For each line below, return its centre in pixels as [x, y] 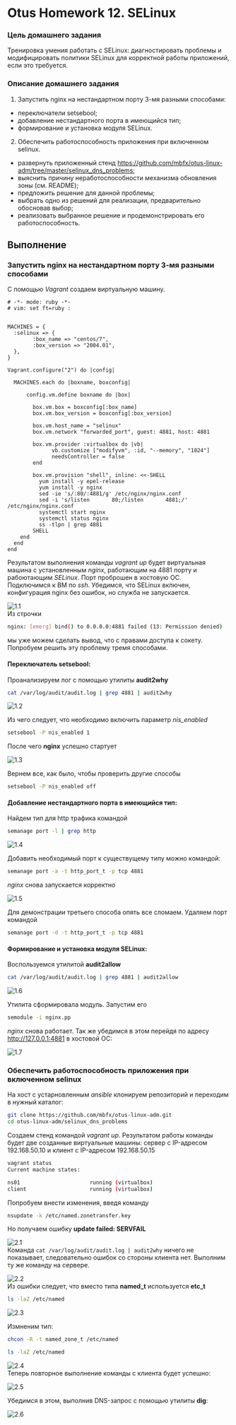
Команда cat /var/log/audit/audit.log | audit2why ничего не [101, 1250]
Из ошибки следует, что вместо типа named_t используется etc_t [107, 1287]
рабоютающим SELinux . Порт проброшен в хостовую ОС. [94, 578]
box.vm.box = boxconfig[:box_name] [85, 408]
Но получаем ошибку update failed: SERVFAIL [77, 1229]
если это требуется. [38, 66]
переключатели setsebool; [57, 113]
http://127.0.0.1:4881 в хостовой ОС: [60, 1038]
